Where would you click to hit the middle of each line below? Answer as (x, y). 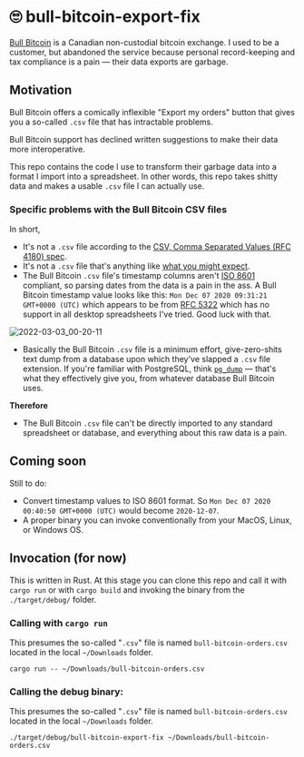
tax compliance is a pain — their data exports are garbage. (119, 62)
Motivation (41, 90)
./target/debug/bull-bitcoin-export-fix (87, 738)
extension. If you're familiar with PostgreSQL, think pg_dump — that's (149, 369)
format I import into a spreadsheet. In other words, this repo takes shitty (144, 176)
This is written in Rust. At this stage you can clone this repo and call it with (148, 580)
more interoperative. (48, 149)
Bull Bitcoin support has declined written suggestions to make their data (144, 139)
